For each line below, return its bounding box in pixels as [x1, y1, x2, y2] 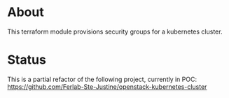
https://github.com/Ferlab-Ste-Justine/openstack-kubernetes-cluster [7, 82, 207, 91]
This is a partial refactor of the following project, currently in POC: [7, 75, 197, 83]
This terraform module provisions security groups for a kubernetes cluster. [7, 27, 223, 36]
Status [7, 52, 47, 68]
